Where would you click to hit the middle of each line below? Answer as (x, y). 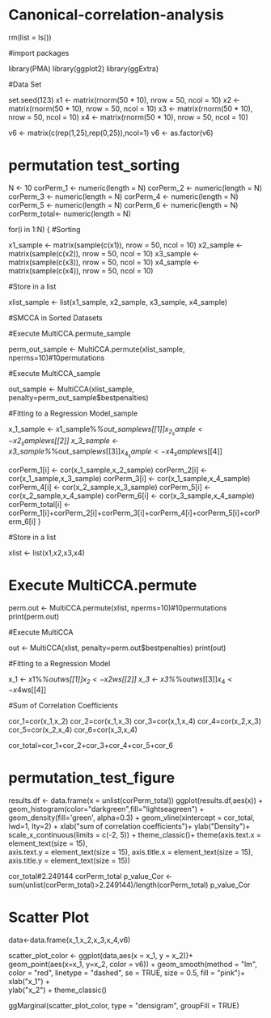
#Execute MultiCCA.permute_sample (70, 333)
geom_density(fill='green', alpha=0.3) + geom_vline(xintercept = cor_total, (131, 817)
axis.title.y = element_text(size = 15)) (70, 860)
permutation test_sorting (94, 165)
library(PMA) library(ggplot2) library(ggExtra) (84, 68)
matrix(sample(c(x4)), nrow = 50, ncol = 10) (81, 270)
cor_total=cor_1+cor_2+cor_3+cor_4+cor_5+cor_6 (91, 745)
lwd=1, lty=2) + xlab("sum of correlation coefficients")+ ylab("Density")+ (129, 826)
